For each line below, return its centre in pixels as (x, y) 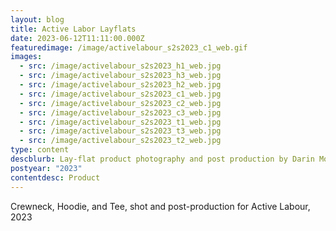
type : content (40, 150)
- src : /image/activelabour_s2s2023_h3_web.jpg (120, 76)
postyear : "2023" (46, 168)
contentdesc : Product (55, 177)
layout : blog (37, 19)
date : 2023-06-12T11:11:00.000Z (77, 38)
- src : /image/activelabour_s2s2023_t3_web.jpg (120, 131)
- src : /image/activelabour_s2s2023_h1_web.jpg (120, 66)
